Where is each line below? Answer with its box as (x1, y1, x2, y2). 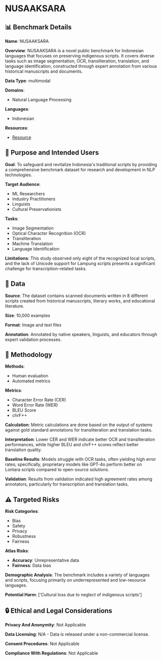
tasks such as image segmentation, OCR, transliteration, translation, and (5, 58, 149, 64)
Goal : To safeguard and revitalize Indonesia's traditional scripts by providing (5, 161, 158, 167)
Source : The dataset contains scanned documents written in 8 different (5, 293, 148, 299)
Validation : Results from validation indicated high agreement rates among (5, 476, 153, 482)
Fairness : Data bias (12, 563, 51, 568)
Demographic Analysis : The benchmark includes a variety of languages (5, 572, 150, 578)
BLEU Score (12, 407, 36, 413)
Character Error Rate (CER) (12, 397, 66, 403)
